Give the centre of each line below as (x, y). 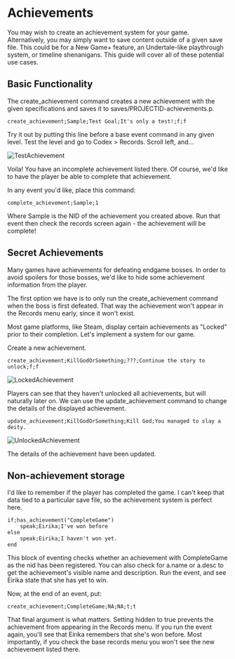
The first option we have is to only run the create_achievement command (113, 298)
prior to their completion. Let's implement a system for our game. (101, 334)
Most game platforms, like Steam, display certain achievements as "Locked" (117, 327)
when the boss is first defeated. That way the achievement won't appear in (115, 306)
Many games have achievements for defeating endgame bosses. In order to (116, 270)
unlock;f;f (23, 367)
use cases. (23, 62)
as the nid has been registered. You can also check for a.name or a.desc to (116, 565)
